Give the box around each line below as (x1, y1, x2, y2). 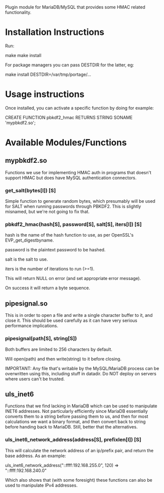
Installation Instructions (5, 27, 105, 38)
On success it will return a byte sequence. (5, 285, 90, 291)
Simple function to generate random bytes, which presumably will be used (5, 198, 156, 204)
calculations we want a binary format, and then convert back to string (5, 419, 146, 425)
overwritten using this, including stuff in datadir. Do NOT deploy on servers (5, 370, 157, 376)
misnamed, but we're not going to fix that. (5, 209, 90, 215)
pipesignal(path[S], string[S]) (5, 335, 77, 342)
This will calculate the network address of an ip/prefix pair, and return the (5, 447, 154, 453)
